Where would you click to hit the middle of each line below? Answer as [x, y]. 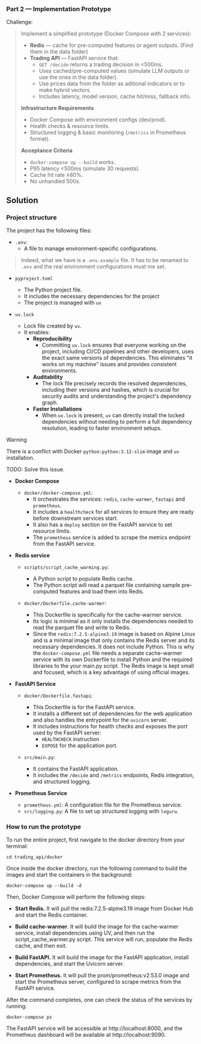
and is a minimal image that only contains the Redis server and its [114, 640]
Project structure [31, 217]
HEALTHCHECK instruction [70, 739]
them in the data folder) [59, 52]
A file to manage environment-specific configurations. [91, 248]
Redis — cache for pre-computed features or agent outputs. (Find [111, 45]
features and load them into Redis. [102, 591]
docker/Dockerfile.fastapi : [58, 695]
